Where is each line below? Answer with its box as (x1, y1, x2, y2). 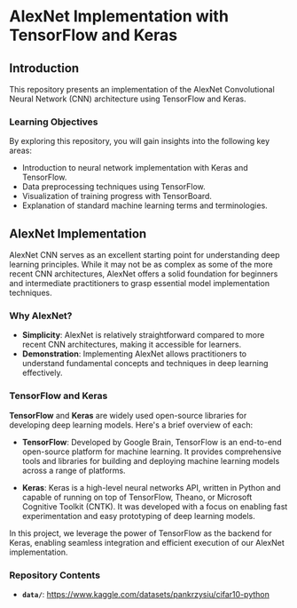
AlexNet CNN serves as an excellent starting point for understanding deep (9, 250, 281, 260)
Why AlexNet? (9, 309, 73, 322)
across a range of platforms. (21, 465, 126, 476)
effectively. (21, 367, 63, 379)
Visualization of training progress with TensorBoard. (21, 191, 213, 202)
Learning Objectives (9, 116, 99, 128)
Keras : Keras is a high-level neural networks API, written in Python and (21, 482, 281, 492)
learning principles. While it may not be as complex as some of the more (9, 260, 273, 270)
